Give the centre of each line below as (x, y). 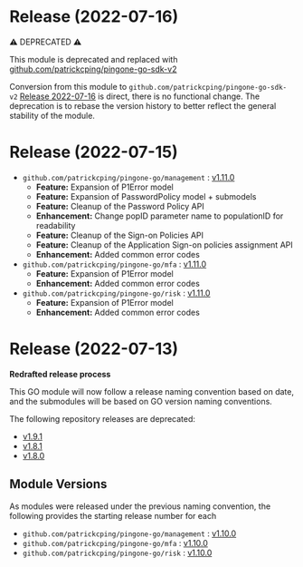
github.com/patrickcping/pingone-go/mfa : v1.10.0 (115, 543)
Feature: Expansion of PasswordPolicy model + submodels (146, 196)
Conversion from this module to (68, 86)
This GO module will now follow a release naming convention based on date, (151, 391)
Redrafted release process (60, 374)
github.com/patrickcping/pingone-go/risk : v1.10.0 (117, 552)
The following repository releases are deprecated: (103, 418)
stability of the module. (52, 115)
